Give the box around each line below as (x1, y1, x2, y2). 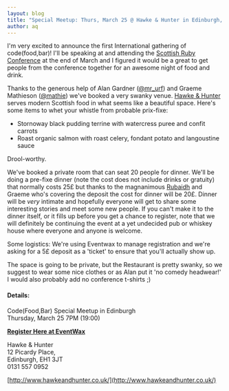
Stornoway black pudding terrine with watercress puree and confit (17, 120, 206, 128)
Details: (7, 290, 30, 299)
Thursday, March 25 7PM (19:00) (7, 314, 100, 322)
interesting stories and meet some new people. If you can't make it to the (7, 204, 215, 213)
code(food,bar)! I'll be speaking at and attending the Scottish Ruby (7, 49, 196, 57)
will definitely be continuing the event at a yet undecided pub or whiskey (7, 220, 212, 228)
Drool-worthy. (7, 155, 47, 163)
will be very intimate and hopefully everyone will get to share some (7, 198, 197, 206)
